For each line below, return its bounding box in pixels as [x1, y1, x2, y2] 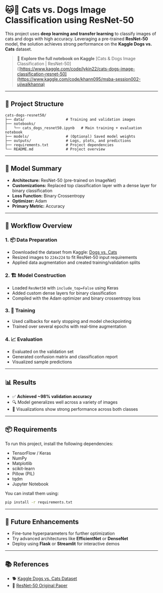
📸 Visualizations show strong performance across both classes [12, 406, 138, 412]
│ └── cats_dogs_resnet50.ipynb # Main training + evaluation [5, 126, 142, 130]
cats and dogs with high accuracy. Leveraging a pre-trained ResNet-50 [5, 36, 148, 42]
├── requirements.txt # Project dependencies [5, 143, 114, 147]
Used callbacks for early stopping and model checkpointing [12, 318, 132, 324]
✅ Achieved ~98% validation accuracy [12, 393, 92, 399]
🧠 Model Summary [5, 164, 62, 173]
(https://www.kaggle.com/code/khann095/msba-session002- [16, 76, 141, 82]
